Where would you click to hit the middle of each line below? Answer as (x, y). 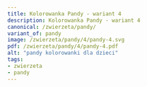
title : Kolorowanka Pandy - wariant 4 (64, 14)
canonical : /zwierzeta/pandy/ (52, 27)
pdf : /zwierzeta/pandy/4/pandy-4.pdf (63, 46)
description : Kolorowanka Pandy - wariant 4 (74, 20)
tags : (15, 60)
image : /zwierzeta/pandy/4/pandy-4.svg (66, 40)
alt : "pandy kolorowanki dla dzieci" (63, 53)
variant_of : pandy (34, 33)
